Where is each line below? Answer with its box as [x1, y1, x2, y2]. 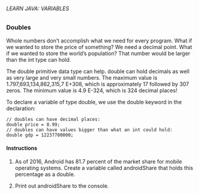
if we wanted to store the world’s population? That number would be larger [6, 50, 191, 57]
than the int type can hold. [6, 56, 71, 63]
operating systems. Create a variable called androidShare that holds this [14, 164, 194, 171]
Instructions [6, 144, 38, 152]
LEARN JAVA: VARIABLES [6, 5, 70, 12]
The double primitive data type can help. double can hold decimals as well [6, 68, 190, 75]
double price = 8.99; [6, 122, 61, 128]
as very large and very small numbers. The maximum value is [6, 74, 158, 81]
